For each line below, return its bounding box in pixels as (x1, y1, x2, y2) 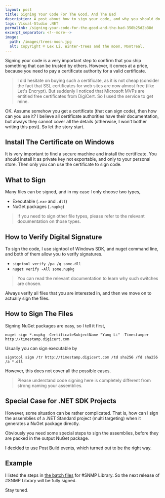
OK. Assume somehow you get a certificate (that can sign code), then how (5, 108, 157, 114)
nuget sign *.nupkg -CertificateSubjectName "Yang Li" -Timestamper (5, 332, 149, 337)
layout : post (5, 7, 32, 12)
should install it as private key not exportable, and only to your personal (5, 156, 151, 162)
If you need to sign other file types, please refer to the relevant (17, 213, 145, 219)
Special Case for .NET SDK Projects (5, 397, 117, 405)
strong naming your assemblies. (17, 383, 83, 389)
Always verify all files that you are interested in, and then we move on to (5, 290, 152, 296)
